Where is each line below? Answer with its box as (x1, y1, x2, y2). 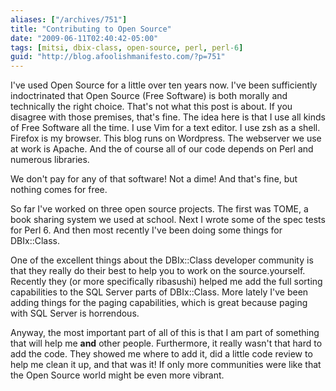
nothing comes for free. (10, 184, 108, 196)
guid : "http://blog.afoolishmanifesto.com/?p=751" (10, 52, 226, 62)
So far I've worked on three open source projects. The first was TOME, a (10, 203, 309, 215)
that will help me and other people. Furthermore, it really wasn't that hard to (10, 337, 323, 350)
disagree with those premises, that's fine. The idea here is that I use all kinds (10, 111, 326, 123)
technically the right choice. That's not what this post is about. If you (10, 101, 293, 113)
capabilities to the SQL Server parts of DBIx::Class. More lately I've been (10, 286, 309, 298)
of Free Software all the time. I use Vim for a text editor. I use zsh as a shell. (10, 122, 321, 134)
